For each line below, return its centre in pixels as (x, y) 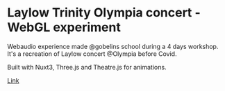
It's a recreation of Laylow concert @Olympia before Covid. (92, 54)
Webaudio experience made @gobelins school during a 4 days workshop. (113, 46)
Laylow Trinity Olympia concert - (104, 13)
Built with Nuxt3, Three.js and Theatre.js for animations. (87, 67)
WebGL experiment (64, 27)
